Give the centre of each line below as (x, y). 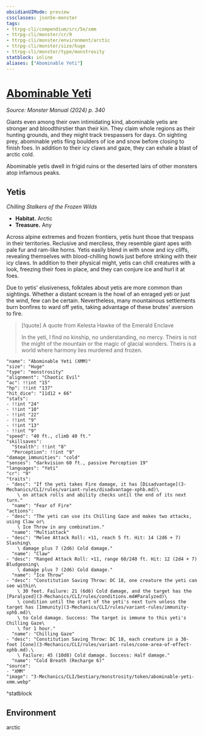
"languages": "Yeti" (33, 468)
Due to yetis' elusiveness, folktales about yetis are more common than (94, 288)
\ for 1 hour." (37, 629)
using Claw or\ (26, 522)
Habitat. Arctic (34, 219)
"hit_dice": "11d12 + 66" (39, 394)
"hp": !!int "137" (30, 388)
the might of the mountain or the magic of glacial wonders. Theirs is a (108, 344)
